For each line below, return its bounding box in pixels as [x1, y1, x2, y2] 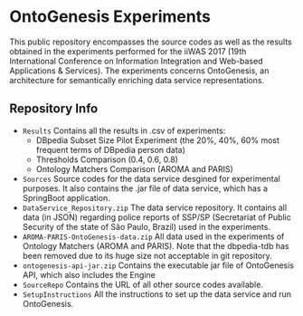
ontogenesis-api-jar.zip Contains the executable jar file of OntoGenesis [22, 260, 294, 271]
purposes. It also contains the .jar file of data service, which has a [22, 183, 269, 194]
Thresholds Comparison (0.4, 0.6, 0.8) [35, 154, 179, 165]
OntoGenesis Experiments [9, 6, 211, 27]
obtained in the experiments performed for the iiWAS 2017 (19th [9, 45, 247, 56]
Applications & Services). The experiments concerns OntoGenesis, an [9, 65, 270, 76]
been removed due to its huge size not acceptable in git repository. [22, 250, 273, 261]
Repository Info [9, 101, 99, 117]
